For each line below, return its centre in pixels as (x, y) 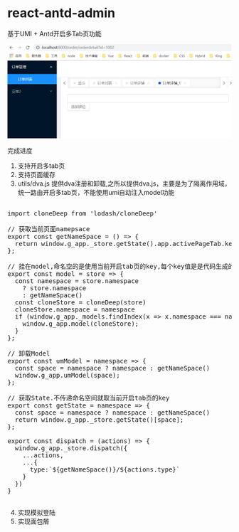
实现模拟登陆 (36, 513)
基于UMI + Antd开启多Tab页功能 (54, 33)
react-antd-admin (62, 13)
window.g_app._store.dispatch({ (71, 448)
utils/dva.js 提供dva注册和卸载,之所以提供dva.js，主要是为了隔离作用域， (124, 183)
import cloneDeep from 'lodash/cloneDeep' (83, 214)
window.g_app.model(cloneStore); (81, 324)
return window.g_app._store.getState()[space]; (99, 420)
